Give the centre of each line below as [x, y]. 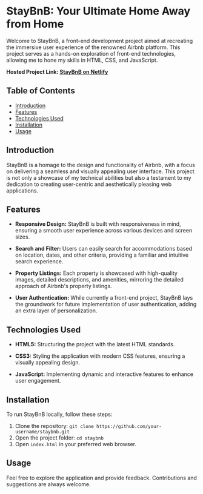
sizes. [22, 237]
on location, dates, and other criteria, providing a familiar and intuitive [102, 255]
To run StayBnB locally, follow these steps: [59, 414]
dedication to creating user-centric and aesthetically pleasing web [89, 184]
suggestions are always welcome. [48, 484]
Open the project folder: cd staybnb [59, 438]
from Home [35, 24]
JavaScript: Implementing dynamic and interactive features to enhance [104, 374]
